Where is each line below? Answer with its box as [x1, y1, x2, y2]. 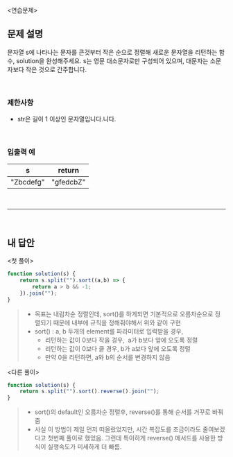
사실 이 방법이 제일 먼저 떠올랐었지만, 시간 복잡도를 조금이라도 [34, 425, 201, 433]
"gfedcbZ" [51, 178, 86, 187]
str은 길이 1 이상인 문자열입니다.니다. [17, 115, 116, 123]
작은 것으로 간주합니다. [25, 65, 87, 74]
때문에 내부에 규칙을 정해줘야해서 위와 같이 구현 [53, 318, 182, 327]
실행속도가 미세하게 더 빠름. [47, 442, 122, 451]
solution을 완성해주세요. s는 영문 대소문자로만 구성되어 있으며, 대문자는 [16, 56, 209, 64]
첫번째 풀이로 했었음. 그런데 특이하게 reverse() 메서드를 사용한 [47, 434, 216, 442]
